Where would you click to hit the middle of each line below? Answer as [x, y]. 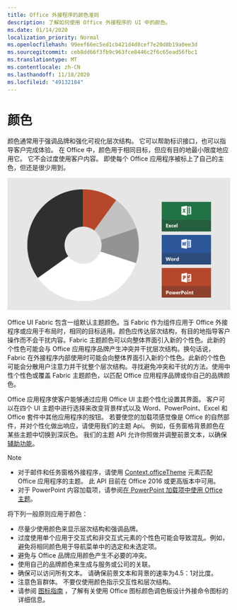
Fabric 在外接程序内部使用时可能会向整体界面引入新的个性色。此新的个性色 [117, 357]
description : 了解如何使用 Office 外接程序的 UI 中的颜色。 [89, 22]
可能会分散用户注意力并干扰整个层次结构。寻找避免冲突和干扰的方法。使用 [116, 366]
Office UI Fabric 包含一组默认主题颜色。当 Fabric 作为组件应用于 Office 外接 [118, 322]
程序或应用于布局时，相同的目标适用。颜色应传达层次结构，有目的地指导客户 [119, 331]
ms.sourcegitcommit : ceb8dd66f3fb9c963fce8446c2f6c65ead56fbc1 [103, 52]
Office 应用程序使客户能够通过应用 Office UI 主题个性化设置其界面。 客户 [113, 399]
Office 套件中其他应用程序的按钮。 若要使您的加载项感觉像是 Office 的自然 [115, 417]
